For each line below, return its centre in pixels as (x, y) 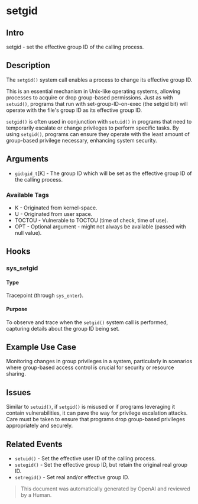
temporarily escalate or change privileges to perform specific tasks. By (92, 128)
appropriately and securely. (39, 426)
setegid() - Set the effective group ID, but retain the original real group (101, 465)
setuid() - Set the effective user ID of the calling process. (85, 458)
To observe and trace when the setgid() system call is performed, (87, 322)
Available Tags (27, 195)
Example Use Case (41, 347)
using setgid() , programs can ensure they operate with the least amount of (98, 134)
